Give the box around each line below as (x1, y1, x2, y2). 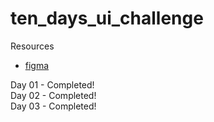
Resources (10, 40, 55, 52)
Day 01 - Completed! (10, 78, 95, 91)
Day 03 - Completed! (10, 100, 97, 112)
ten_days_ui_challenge (10, 7, 204, 30)
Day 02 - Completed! (10, 89, 97, 101)
